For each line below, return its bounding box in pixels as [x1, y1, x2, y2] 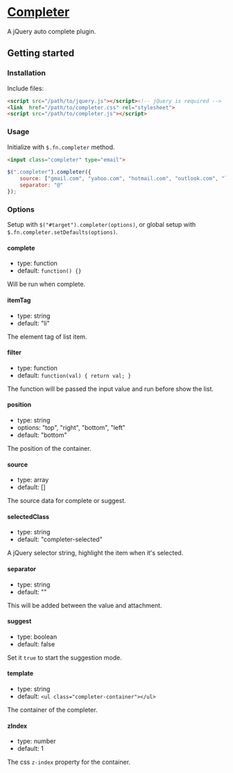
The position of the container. [7, 445, 92, 453]
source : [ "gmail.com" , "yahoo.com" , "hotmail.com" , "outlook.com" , [19, 175, 218, 182]
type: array [17, 476, 49, 484]
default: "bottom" [17, 431, 67, 439]
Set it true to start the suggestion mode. [7, 653, 123, 662]
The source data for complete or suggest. [7, 497, 126, 505]
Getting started [7, 47, 75, 59]
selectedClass [7, 512, 50, 520]
